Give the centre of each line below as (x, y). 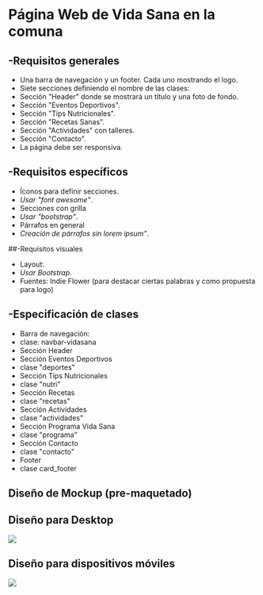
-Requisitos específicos (68, 172)
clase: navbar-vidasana (58, 342)
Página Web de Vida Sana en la (112, 15)
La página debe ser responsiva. (71, 147)
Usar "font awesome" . (56, 199)
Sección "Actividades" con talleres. (77, 130)
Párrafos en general (52, 225)
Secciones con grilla (53, 208)
